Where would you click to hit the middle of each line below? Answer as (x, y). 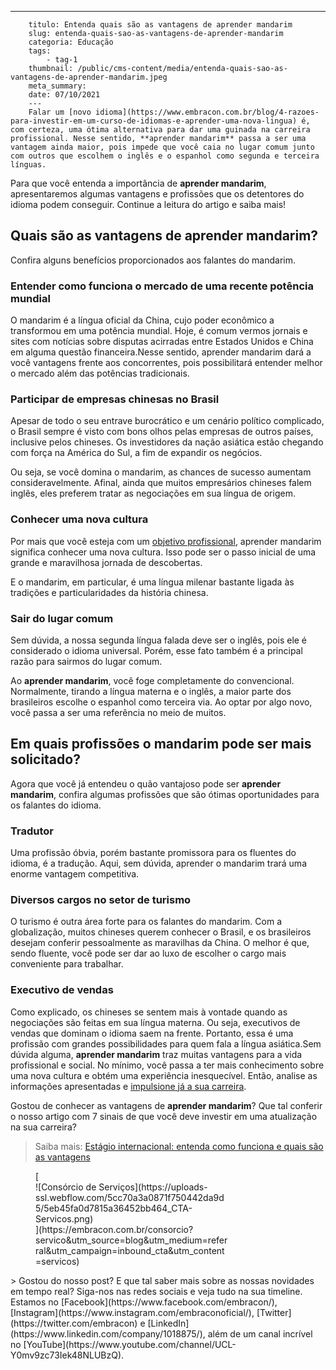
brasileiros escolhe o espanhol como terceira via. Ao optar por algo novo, (161, 702)
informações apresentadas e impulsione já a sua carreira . (128, 1086)
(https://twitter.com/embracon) (74, 1323)
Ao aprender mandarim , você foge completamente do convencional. (152, 680)
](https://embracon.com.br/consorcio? (114, 1229)
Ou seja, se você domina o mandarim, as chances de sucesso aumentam (161, 472)
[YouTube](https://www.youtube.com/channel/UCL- (130, 1344)
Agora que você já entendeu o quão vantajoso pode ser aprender (146, 783)
